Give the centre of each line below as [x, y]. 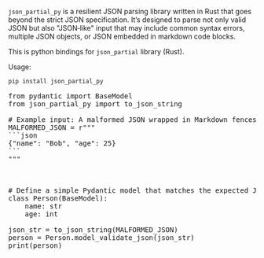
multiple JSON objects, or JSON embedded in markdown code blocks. [122, 36]
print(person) [35, 245]
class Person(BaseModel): [58, 198]
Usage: [20, 67]
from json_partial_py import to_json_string [95, 104]
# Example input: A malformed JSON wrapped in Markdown [118, 120]
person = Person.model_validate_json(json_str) [101, 238]
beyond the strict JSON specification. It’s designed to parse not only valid [127, 20]
